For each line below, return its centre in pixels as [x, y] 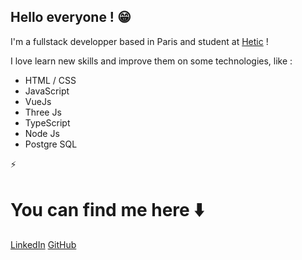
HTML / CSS [50, 80]
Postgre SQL [51, 144]
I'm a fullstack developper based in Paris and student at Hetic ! [139, 41]
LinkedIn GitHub [43, 244]
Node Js [42, 133]
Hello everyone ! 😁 [71, 17]
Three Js [43, 112]
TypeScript [47, 122]
